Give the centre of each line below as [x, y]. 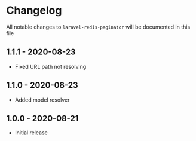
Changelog [34, 10]
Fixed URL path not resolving [50, 66]
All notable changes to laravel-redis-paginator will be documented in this [98, 27]
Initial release [31, 133]
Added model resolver [42, 100]
